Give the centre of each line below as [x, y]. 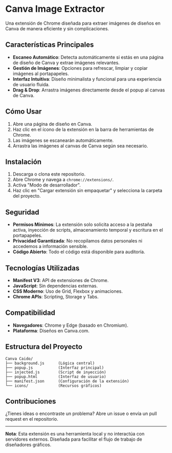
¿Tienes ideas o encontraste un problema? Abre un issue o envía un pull [81, 413]
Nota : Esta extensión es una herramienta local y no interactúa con [75, 434]
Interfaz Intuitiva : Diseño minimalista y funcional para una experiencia [87, 79]
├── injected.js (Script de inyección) [56, 372]
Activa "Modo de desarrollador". [47, 185]
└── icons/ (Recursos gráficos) [53, 386]
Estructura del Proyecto [44, 347]
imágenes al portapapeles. [41, 73]
